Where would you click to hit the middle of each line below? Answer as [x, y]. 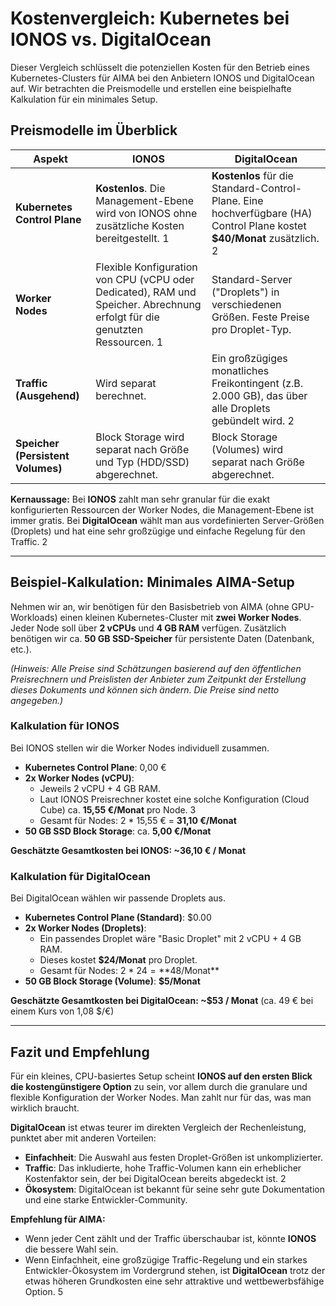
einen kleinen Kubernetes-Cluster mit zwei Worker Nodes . [180, 617]
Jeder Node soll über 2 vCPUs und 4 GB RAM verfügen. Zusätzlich [148, 628]
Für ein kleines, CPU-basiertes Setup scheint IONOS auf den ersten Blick [161, 1076]
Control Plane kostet [259, 225]
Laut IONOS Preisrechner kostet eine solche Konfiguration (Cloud [174, 799]
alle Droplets [241, 408]
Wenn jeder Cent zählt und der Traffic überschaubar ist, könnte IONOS [170, 1238]
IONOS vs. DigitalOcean [111, 39]
